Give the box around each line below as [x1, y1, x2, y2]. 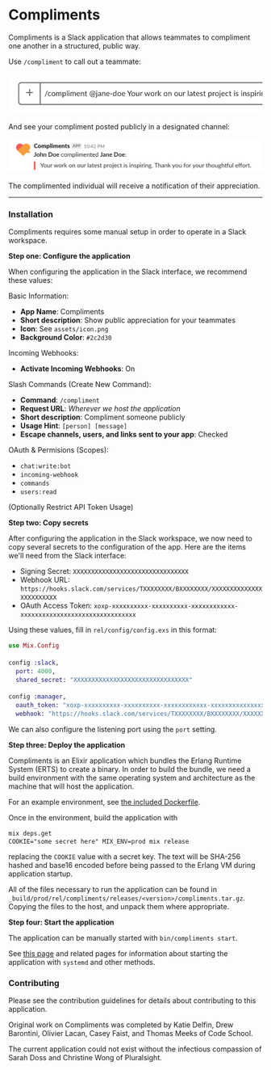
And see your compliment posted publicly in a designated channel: [8, 121, 230, 131]
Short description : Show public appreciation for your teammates [19, 315, 236, 325]
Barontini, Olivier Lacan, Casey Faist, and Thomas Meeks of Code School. [8, 1029, 253, 1038]
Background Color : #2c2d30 [19, 333, 112, 343]
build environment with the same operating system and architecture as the [8, 773, 256, 783]
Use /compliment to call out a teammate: [8, 57, 141, 66]
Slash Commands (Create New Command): [8, 380, 152, 390]
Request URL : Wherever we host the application [19, 404, 181, 414]
